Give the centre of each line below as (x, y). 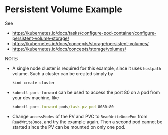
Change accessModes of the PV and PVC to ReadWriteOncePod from (80, 116)
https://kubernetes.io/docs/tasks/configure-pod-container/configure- (84, 33)
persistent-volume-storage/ (41, 38)
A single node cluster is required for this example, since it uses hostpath (87, 68)
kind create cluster (33, 83)
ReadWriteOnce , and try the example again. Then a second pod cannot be (87, 122)
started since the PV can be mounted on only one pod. (69, 127)
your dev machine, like (35, 98)
